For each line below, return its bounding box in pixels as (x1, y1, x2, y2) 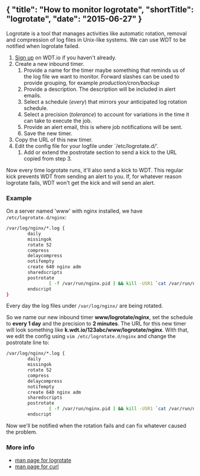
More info (6, 443, 35, 451)
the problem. (6, 428, 37, 436)
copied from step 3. (23, 155, 73, 162)
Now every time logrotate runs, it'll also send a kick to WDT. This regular (6, 166, 183, 174)
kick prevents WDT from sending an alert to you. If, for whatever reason (6, 172, 182, 180)
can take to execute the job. (23, 117, 92, 124)
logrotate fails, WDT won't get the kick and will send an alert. (6, 179, 155, 186)
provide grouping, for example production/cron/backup (23, 79, 160, 86)
